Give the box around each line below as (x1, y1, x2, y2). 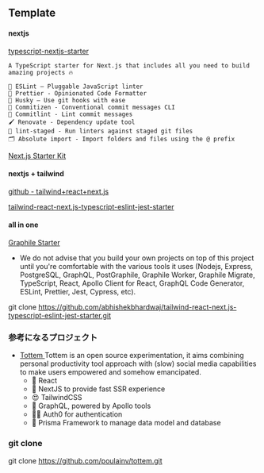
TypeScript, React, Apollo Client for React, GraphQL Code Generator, (19, 279, 245, 288)
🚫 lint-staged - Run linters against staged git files (8, 127, 193, 135)
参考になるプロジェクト (8, 332, 98, 343)
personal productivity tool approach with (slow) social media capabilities (19, 359, 257, 368)
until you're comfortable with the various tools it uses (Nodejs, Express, (19, 262, 254, 271)
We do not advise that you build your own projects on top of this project (19, 253, 254, 263)
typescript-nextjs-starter (8, 46, 90, 56)
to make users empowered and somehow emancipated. (19, 367, 202, 377)
